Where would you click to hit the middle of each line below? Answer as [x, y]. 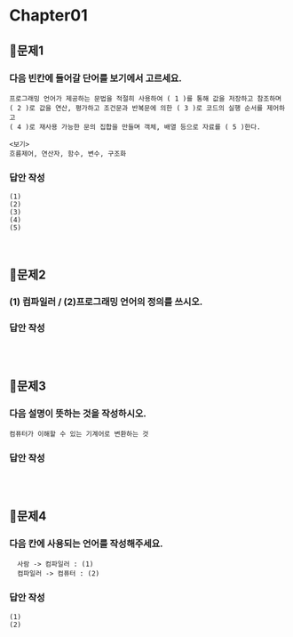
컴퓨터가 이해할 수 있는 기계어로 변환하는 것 [79, 434]
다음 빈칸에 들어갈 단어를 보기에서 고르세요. [95, 78]
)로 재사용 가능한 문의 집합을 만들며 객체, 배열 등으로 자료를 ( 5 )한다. [143, 127]
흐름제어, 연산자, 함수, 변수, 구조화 [68, 153]
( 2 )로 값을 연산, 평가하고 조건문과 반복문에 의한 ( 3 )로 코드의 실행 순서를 [136, 108]
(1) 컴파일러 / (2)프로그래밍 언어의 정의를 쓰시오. [106, 302]
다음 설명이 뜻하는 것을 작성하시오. [78, 414]
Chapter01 [49, 16]
